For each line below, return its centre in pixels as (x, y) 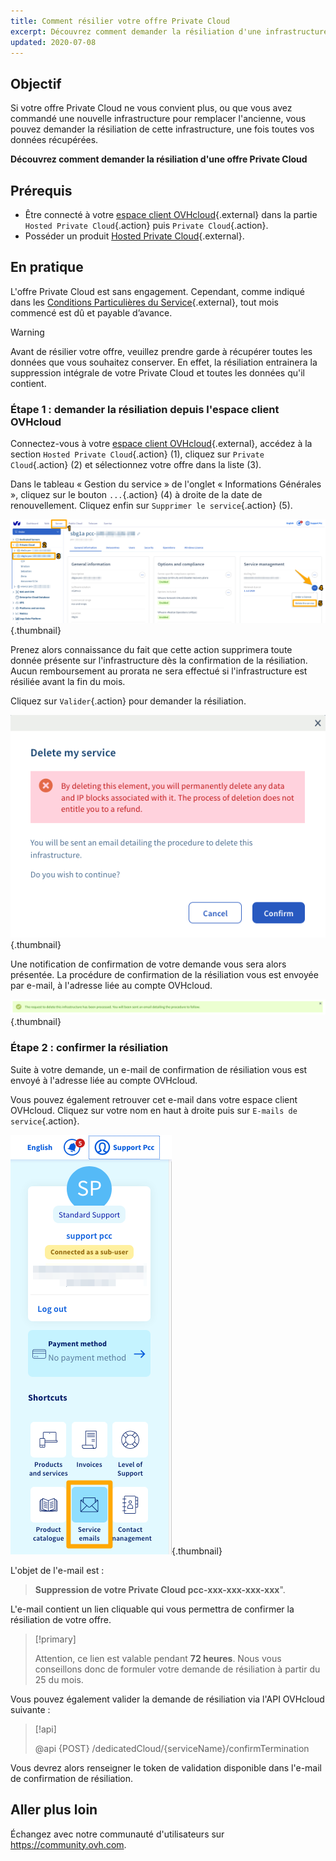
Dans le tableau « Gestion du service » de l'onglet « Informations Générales (166, 484)
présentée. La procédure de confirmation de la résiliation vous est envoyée (164, 974)
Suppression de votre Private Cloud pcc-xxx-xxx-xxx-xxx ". (160, 1589)
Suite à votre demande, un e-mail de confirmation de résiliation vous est (159, 1069)
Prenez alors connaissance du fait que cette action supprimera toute (151, 649)
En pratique (47, 267)
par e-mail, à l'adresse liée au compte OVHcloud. (111, 985)
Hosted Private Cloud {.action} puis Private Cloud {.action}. (146, 225)
